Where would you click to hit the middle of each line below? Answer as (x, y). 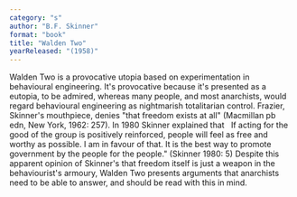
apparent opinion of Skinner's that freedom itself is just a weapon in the (142, 164)
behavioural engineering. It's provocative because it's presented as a (138, 87)
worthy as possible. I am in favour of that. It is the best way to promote (140, 145)
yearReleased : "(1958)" (54, 52)
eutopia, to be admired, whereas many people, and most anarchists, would (148, 97)
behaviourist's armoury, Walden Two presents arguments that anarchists (144, 174)
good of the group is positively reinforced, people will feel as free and (139, 135)
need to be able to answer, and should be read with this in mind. (129, 183)
